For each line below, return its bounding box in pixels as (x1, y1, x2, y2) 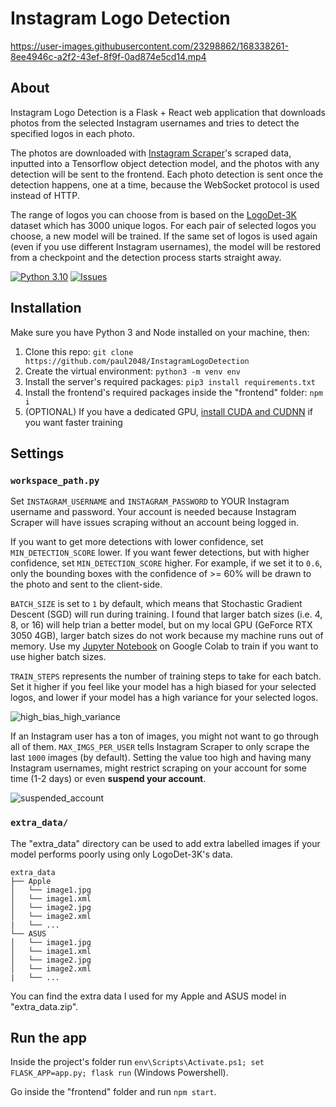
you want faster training (24, 416, 123, 428)
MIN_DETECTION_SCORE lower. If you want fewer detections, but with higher (10, 547, 310, 559)
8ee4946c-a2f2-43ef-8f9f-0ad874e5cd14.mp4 (10, 50, 207, 62)
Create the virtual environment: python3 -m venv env (24, 365, 241, 377)
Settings (10, 445, 65, 462)
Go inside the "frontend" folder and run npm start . (10, 1086, 217, 1098)
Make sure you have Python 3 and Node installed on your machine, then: (10, 326, 310, 338)
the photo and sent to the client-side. (10, 578, 163, 591)
